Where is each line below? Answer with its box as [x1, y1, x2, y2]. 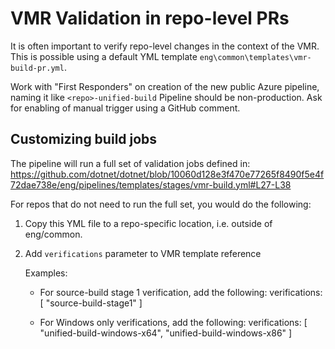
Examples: [24, 267, 68, 279]
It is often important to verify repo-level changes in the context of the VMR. [10, 40, 320, 52]
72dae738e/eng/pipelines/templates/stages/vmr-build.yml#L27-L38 [10, 178, 292, 191]
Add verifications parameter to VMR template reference [24, 247, 262, 259]
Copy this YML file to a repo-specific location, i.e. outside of [24, 217, 273, 229]
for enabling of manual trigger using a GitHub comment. [10, 102, 241, 114]
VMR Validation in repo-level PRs [10, 7, 290, 30]
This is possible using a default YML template [10, 50, 198, 62]
